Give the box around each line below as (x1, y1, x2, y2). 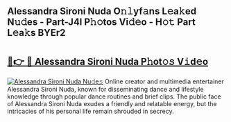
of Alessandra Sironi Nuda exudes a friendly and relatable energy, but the (7, 100, 217, 108)
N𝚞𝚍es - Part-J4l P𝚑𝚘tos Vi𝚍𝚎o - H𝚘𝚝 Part (7, 17, 196, 28)
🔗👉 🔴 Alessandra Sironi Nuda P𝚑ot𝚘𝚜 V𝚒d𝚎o (7, 55, 209, 68)
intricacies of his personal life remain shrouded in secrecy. (7, 107, 175, 115)
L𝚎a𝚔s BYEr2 (7, 27, 66, 39)
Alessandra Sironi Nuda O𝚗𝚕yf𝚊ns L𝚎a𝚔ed (7, 6, 197, 17)
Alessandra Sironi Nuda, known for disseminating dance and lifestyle (7, 85, 204, 93)
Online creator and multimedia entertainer (105, 77, 224, 85)
